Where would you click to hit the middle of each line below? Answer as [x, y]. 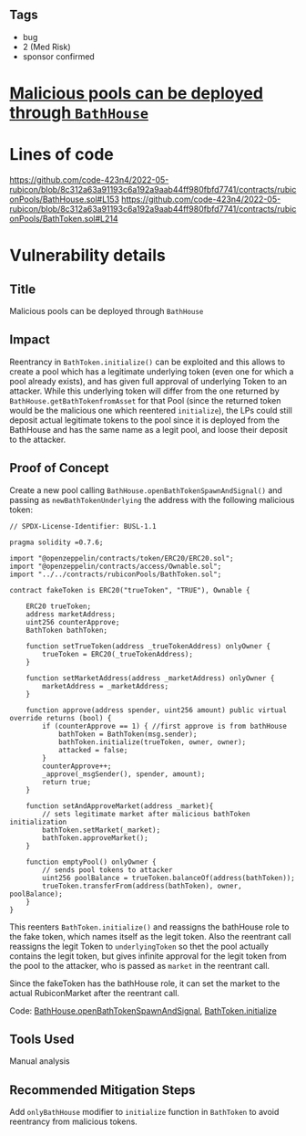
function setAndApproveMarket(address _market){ [120, 806]
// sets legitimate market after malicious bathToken [146, 814]
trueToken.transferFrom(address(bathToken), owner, [143, 886]
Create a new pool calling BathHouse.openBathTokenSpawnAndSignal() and [146, 490]
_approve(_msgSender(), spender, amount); [124, 774]
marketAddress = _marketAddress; [106, 686]
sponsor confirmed [59, 56]
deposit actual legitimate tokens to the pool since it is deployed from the [145, 420]
